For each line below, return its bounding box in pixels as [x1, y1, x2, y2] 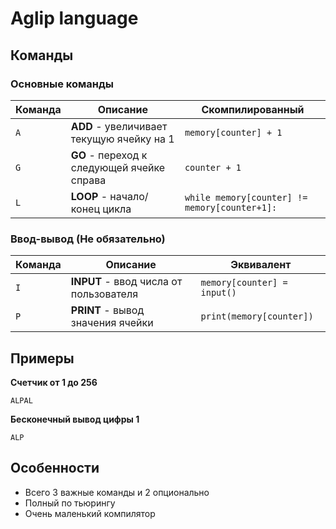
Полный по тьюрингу [24, 497, 116, 509]
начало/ [109, 189, 149, 203]
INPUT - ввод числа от [70, 275, 183, 289]
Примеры [10, 350, 75, 367]
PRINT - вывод [70, 303, 145, 317]
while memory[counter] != [184, 192, 308, 203]
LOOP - [70, 189, 108, 203]
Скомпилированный [201, 102, 305, 116]
